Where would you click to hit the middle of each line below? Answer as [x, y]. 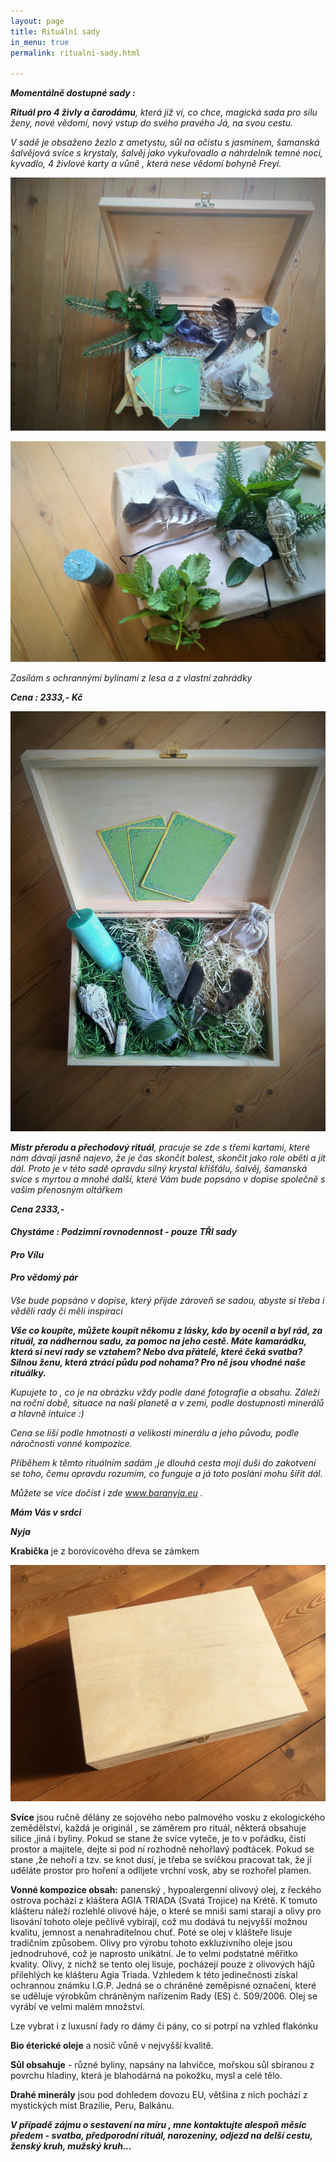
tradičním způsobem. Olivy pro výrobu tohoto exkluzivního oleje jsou [151, 1942]
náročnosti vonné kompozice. [71, 1443]
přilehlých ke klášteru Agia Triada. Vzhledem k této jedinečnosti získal [154, 1974]
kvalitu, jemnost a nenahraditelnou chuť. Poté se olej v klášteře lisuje [151, 1932]
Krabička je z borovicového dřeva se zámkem [105, 1551]
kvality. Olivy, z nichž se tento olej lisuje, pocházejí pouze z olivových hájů [162, 1964]
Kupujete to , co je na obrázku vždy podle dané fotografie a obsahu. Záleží [165, 1392]
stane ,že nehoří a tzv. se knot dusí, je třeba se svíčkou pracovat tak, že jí [161, 1859]
